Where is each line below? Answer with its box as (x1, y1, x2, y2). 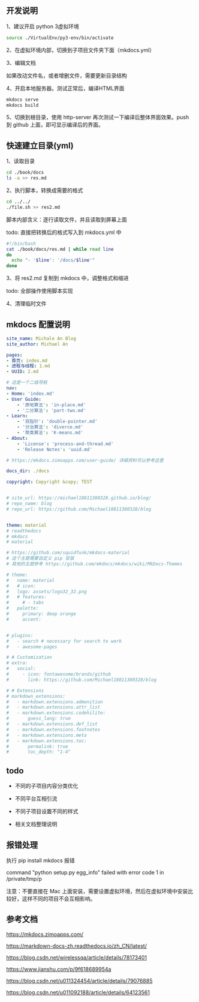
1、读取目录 (6, 158, 35, 165)
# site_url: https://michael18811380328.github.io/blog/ (6, 495, 152, 501)
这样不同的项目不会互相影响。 (22, 895, 96, 902)
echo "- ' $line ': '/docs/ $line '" (11, 257, 95, 263)
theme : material (6, 522, 47, 528)
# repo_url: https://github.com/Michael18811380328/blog (6, 506, 152, 512)
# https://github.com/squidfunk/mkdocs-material (6, 550, 130, 556)
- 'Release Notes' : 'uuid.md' (17, 446, 93, 452)
